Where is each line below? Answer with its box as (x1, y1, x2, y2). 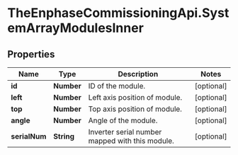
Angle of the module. (88, 115, 158, 125)
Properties (7, 48, 55, 60)
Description (118, 69, 159, 79)
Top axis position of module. (88, 104, 183, 114)
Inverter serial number (88, 127, 162, 137)
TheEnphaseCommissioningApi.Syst (7, 5, 229, 21)
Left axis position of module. (88, 93, 183, 102)
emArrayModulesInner (7, 20, 144, 36)
